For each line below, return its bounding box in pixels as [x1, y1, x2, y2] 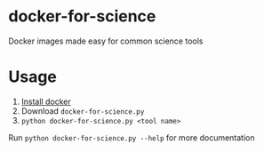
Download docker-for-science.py [20, 105, 145, 116]
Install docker [20, 96, 72, 107]
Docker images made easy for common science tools [8, 36, 204, 46]
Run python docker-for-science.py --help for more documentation [8, 132, 255, 143]
